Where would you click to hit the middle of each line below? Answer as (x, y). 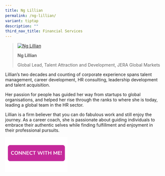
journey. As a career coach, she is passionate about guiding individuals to (80, 120)
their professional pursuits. (32, 130)
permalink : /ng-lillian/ (31, 16)
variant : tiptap (22, 21)
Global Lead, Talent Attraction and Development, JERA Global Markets (89, 65)
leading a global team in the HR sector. (44, 105)
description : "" (22, 26)
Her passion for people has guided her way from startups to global (73, 95)
